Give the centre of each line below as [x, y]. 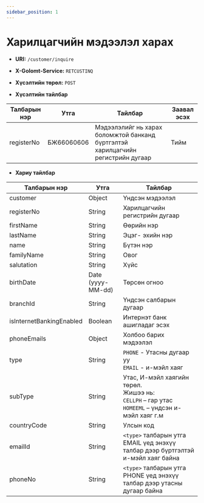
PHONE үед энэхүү [151, 475]
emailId [20, 446]
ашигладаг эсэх [146, 325]
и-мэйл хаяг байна [151, 458]
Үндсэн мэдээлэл [149, 198]
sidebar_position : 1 [32, 12]
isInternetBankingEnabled [46, 321]
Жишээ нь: [139, 392]
